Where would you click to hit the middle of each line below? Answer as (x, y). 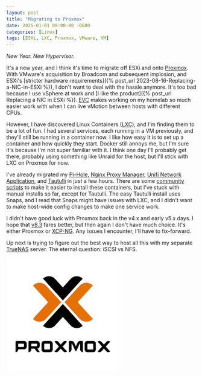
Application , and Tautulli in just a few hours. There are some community (95, 181)
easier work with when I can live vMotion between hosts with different (93, 106)
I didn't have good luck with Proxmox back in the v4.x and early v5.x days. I (100, 218)
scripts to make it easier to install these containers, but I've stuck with (93, 188)
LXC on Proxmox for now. (38, 163)
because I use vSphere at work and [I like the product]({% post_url (89, 94)
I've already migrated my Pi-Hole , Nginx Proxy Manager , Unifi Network (94, 174)
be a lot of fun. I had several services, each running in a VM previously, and (100, 131)
